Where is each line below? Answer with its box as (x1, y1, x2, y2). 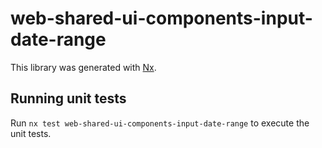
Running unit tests (10, 90, 127, 107)
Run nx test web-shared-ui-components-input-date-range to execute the (10, 117, 310, 129)
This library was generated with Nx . (10, 61, 157, 73)
